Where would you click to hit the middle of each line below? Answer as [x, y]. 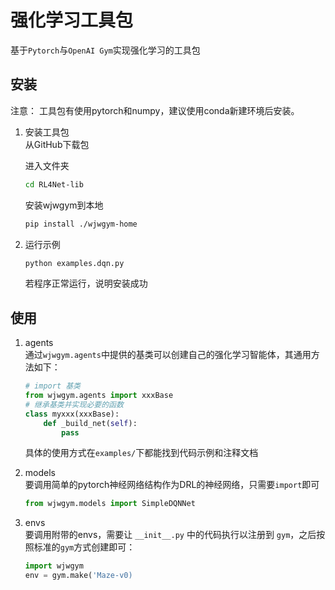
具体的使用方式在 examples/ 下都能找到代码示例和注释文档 [141, 453]
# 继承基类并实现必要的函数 [74, 404]
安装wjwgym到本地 [64, 205]
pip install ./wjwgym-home [81, 224]
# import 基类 [53, 386]
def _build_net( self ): [90, 423]
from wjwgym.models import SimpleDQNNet [110, 504]
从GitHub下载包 [57, 144]
